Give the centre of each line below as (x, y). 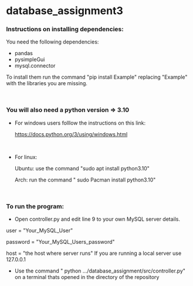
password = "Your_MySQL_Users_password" (61, 242)
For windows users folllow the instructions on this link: (80, 123)
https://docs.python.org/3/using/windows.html (71, 134)
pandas (24, 53)
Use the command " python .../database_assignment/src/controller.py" (100, 271)
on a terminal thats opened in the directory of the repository (87, 277)
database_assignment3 (65, 11)
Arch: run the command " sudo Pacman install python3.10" (85, 180)
